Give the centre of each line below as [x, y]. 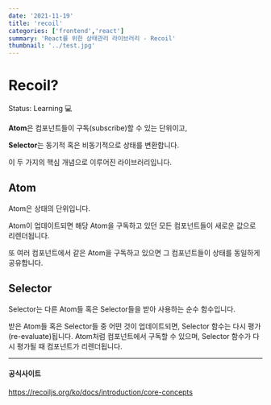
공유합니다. [26, 262]
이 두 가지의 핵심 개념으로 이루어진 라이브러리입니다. [90, 163]
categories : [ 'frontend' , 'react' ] [67, 31]
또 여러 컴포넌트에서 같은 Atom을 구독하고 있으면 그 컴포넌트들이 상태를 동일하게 [134, 252]
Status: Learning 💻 [40, 109]
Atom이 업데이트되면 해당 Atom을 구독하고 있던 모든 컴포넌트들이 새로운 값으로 [132, 225]
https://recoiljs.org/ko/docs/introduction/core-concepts [101, 392]
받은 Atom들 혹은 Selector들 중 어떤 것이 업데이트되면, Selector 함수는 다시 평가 [135, 326]
